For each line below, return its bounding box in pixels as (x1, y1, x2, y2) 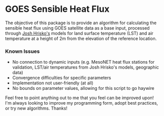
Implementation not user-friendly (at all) (12, 80, 94, 86)
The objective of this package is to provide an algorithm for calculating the (5, 20, 157, 26)
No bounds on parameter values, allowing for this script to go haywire (12, 85, 155, 91)
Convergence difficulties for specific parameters (12, 75, 111, 81)
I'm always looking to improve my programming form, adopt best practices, (5, 100, 158, 106)
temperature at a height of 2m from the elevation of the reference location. (5, 36, 157, 41)
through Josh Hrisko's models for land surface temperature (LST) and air (5, 30, 154, 36)
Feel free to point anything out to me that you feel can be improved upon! (5, 95, 154, 101)
